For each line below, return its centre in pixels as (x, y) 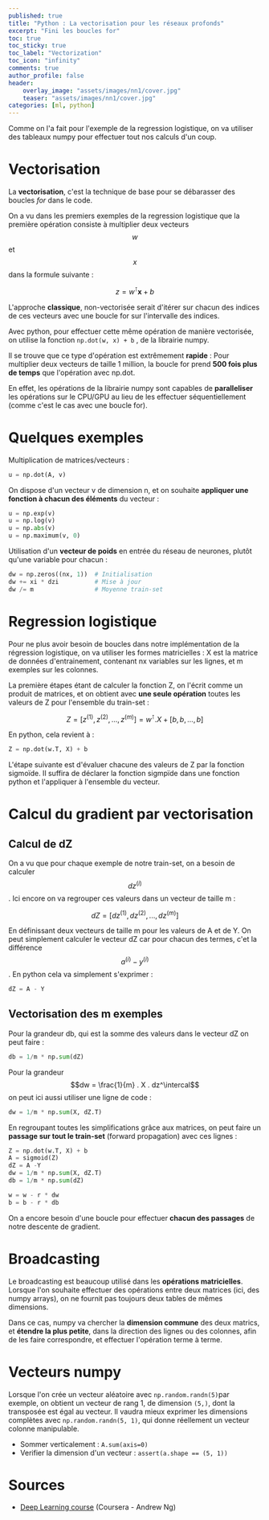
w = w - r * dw (34, 1195)
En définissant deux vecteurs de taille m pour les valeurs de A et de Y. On (130, 930)
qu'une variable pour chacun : (58, 560)
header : (21, 83)
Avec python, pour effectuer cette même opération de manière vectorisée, (131, 331)
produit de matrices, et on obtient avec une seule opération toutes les (124, 693)
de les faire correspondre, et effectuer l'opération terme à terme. (116, 1339)
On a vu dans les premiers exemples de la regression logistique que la (124, 216)
